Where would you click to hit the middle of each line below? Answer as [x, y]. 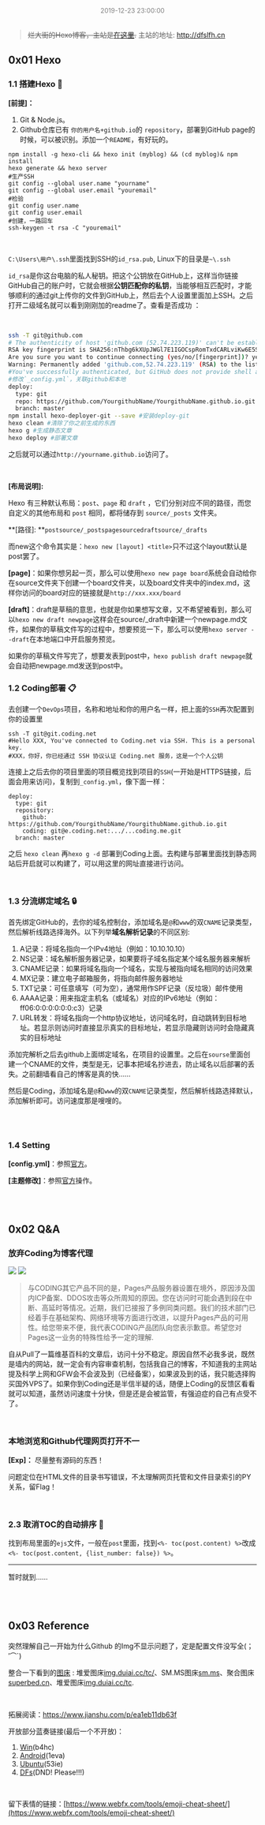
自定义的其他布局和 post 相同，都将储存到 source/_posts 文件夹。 [115, 512]
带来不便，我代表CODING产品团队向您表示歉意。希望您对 [148, 1328]
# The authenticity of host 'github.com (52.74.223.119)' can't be [121, 342]
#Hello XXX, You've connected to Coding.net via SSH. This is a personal [132, 741]
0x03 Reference [49, 1626]
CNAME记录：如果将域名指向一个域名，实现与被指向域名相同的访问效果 [136, 969]
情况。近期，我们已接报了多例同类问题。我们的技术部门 [159, 1308]
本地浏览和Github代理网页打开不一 [74, 1442]
